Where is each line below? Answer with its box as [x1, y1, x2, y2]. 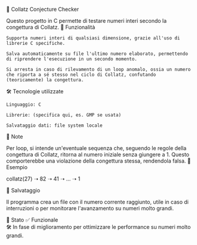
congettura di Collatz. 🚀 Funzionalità [6, 24, 96, 30]
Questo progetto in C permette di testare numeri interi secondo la [6, 17, 167, 24]
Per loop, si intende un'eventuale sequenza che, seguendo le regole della [6, 145, 187, 152]
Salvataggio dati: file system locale [6, 122, 103, 128]
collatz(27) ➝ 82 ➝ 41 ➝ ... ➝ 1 [6, 175, 81, 182]
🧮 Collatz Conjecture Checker [6, 6, 79, 13]
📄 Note [6, 133, 23, 140]
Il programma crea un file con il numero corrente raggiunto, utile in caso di [6, 198, 189, 206]
